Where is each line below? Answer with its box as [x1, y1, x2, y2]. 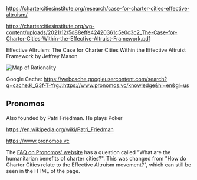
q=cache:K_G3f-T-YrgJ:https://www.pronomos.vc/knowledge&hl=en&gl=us [6, 82, 189, 89]
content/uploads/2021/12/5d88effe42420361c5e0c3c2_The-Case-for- [6, 29, 178, 36]
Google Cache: [6, 76, 42, 82]
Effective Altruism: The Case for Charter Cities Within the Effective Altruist [6, 46, 186, 54]
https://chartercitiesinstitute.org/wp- [6, 23, 95, 29]
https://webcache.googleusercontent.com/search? [43, 76, 168, 82]
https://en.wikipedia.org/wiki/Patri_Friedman [6, 126, 114, 133]
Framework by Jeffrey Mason [6, 53, 78, 59]
